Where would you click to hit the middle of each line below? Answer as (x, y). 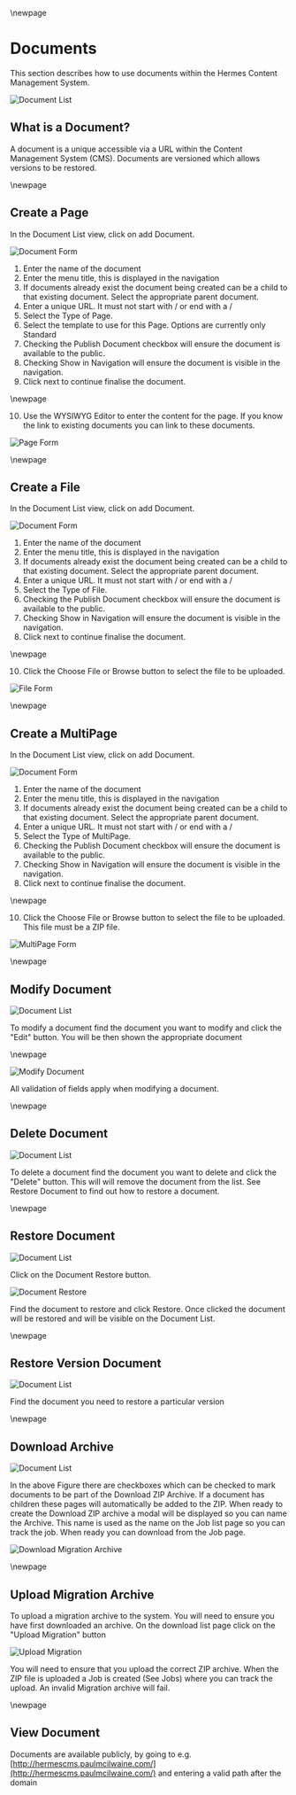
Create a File (45, 487)
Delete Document (59, 1134)
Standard (39, 334)
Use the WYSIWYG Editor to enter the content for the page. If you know (153, 416)
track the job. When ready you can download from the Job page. (128, 1533)
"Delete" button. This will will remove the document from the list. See (136, 1181)
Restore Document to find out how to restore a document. (115, 1191)
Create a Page (49, 213)
